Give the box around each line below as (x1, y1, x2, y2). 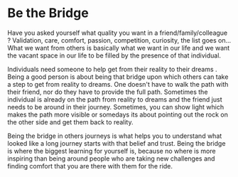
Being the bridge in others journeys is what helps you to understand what (7, 132, 222, 140)
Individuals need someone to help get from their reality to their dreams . (7, 65, 218, 73)
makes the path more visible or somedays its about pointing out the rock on (7, 110, 229, 119)
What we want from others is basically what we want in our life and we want (7, 43, 230, 52)
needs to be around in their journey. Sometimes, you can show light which (7, 102, 225, 111)
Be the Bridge (7, 5, 89, 21)
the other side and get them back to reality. (7, 117, 134, 126)
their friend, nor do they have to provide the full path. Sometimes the (7, 87, 208, 96)
